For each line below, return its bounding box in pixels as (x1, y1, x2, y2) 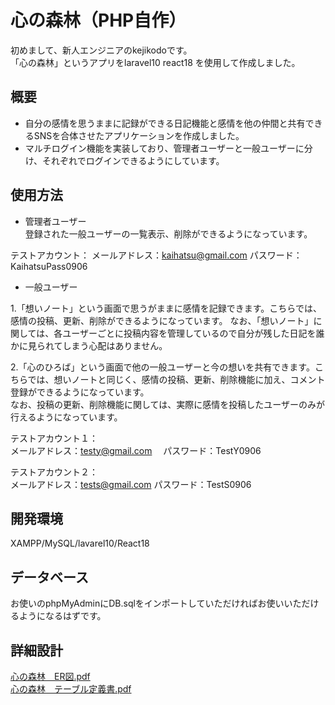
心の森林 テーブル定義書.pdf (10, 683, 132, 695)
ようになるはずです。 (18, 610, 107, 622)
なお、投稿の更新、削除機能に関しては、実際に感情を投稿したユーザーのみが (10, 398, 326, 410)
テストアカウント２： (10, 466, 98, 478)
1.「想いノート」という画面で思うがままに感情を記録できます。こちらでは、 (10, 302, 322, 314)
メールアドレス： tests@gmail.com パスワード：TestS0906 (10, 478, 252, 490)
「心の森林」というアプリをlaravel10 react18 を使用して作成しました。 (10, 56, 301, 68)
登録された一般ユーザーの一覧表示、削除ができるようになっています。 (24, 227, 313, 240)
